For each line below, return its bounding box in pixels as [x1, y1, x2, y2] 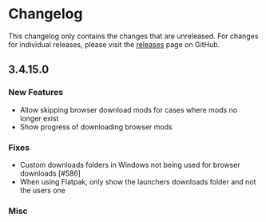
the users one [19, 185, 66, 195]
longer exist [19, 113, 59, 123]
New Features [8, 87, 64, 98]
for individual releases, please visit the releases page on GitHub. [8, 39, 220, 49]
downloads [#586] [19, 168, 81, 178]
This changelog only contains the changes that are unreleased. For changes [8, 31, 259, 41]
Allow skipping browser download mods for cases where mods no [19, 105, 238, 114]
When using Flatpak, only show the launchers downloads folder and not [19, 176, 256, 186]
